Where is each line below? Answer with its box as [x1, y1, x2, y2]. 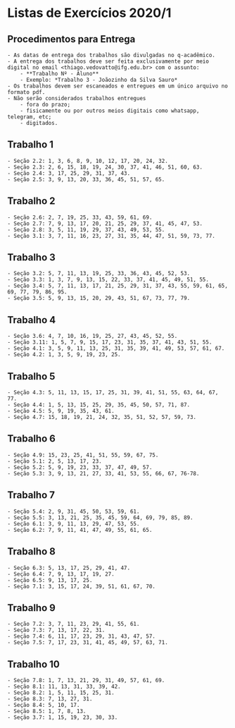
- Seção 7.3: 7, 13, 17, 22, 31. [7, 626, 106, 634]
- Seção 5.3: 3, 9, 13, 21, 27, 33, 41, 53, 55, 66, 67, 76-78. [7, 470, 200, 477]
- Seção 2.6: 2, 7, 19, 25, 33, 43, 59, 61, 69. [7, 214, 153, 221]
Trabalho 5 [7, 370, 56, 382]
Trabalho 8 [7, 545, 56, 558]
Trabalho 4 [7, 314, 56, 326]
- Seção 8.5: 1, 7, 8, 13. [7, 708, 87, 715]
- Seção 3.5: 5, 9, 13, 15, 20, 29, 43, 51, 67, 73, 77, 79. [7, 295, 191, 302]
